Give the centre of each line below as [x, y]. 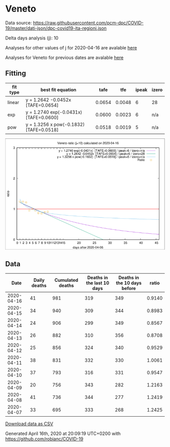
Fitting [16, 73]
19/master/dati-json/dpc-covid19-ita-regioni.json [56, 28]
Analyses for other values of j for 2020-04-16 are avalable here [71, 47]
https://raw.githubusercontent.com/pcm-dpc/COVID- [88, 23]
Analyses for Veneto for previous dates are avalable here [65, 57]
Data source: [18, 23]
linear [13, 102]
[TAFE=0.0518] [42, 130]
